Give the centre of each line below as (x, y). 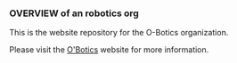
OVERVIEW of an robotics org (74, 13)
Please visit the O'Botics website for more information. (109, 50)
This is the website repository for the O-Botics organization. (119, 33)
